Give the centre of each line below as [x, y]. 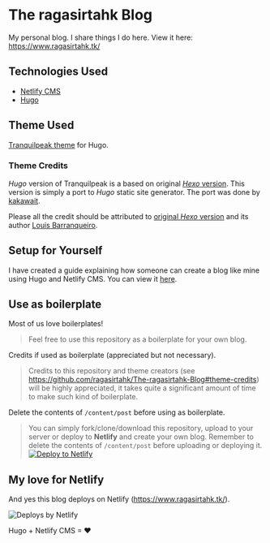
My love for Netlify [56, 479]
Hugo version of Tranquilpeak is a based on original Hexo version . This [126, 183]
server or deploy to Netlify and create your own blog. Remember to [141, 437]
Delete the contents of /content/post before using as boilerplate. [117, 412]
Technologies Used [58, 72]
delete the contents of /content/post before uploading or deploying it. [145, 446]
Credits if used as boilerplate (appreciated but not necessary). [112, 356]
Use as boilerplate [55, 305]
